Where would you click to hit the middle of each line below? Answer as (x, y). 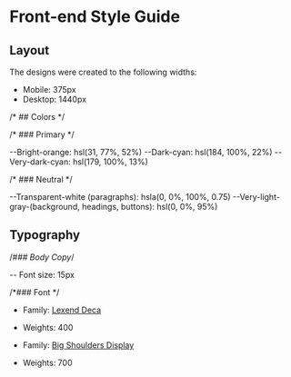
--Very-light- (256, 197)
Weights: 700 (47, 362)
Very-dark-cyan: (40, 162)
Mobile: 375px (49, 89)
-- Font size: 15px (42, 274)
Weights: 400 (48, 327)
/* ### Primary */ (42, 134)
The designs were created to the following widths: (103, 72)
